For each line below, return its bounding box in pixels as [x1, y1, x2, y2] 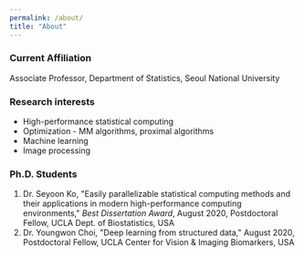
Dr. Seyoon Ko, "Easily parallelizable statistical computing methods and [22, 189, 290, 200]
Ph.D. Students [9, 168, 78, 180]
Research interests [9, 95, 96, 108]
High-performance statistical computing [22, 116, 174, 128]
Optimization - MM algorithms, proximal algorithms [22, 126, 215, 137]
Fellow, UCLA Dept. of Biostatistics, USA [22, 218, 175, 229]
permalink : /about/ [9, 13, 84, 23]
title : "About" [9, 22, 68, 31]
